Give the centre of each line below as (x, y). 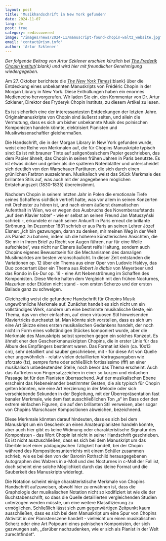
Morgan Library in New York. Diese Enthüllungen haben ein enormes (75, 91)
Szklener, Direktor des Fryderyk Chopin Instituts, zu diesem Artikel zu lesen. (83, 102)
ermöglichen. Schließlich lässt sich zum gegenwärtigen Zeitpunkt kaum (78, 508)
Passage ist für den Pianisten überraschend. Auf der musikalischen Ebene (81, 378)
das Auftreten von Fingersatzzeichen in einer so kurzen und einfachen (77, 372)
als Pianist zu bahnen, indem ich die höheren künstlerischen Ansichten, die (82, 236)
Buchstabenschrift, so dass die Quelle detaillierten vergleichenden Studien (81, 497)
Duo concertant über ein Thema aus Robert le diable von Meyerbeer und (79, 268)
